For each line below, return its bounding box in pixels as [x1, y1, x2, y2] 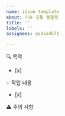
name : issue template [6, 8, 60, 15]
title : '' [6, 20, 31, 26]
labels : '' [6, 25, 33, 32]
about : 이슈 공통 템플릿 [6, 14, 59, 20]
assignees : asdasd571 [6, 31, 60, 37]
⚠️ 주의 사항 [6, 104, 34, 111]
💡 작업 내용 [6, 79, 32, 86]
